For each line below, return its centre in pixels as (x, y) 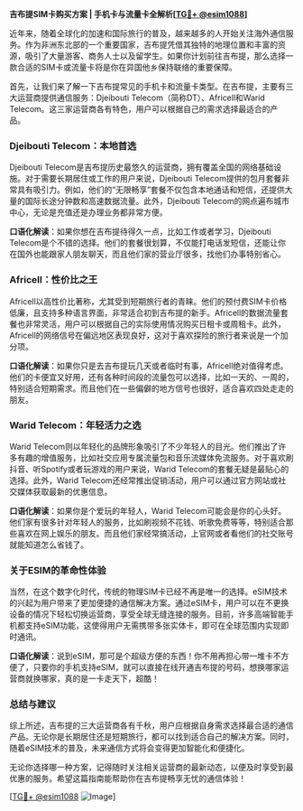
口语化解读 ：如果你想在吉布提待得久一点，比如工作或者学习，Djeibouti (141, 232)
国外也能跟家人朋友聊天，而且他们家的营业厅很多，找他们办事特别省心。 (151, 254)
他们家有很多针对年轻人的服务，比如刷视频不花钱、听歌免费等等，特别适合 (147, 522)
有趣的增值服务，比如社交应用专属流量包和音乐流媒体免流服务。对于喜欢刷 (155, 457)
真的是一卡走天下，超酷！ (112, 679)
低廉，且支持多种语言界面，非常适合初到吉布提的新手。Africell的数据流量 (145, 312)
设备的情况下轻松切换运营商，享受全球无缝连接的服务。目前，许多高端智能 (147, 614)
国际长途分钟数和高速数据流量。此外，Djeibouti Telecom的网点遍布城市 (157, 201)
